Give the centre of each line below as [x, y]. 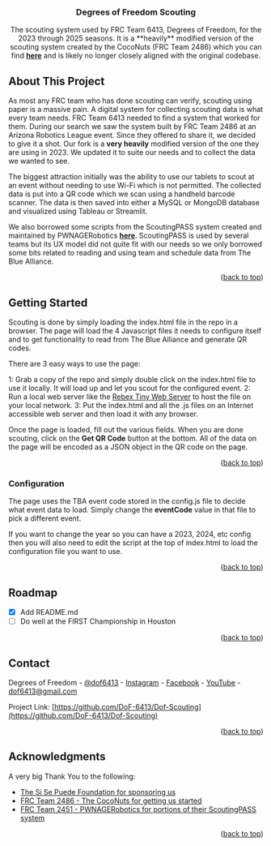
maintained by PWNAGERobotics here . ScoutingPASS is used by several [129, 236]
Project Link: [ [32, 706]
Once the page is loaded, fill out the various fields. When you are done [126, 429]
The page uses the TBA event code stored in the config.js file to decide [127, 501]
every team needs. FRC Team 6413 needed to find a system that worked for [134, 118]
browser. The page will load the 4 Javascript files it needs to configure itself [135, 330]
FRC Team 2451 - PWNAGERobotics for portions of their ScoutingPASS [138, 809]
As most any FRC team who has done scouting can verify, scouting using [130, 101]
